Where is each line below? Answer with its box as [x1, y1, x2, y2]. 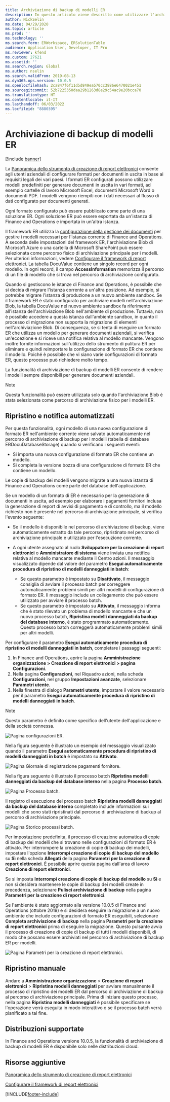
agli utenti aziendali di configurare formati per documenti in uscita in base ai [5, 171, 163, 177]
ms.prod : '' [5, 31, 30, 36]
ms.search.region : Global [5, 64, 60, 69]
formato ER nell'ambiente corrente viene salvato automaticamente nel [5, 431, 151, 437]
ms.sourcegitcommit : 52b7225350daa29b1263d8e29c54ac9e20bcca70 [5, 87, 142, 93]
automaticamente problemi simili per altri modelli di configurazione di [20, 586, 164, 592]
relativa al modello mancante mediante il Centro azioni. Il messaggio [12, 555, 155, 561]
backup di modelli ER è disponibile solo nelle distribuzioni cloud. [5, 1043, 139, 1050]
